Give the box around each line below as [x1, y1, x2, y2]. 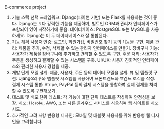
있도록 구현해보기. [22, 88, 57, 94]
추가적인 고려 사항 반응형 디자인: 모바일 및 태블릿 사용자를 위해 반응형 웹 [11, 112, 150, 118]
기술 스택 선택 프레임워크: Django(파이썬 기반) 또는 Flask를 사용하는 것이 [11, 14, 152, 20]
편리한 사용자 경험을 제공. [21, 63, 70, 69]
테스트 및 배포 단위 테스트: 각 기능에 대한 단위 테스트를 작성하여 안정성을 [11, 94, 150, 100]
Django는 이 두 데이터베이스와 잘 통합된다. [26, 33, 108, 38]
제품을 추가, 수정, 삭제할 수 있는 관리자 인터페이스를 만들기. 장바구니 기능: [18, 45, 159, 51]
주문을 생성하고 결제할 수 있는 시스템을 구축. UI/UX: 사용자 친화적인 [11, 57, 141, 63]
